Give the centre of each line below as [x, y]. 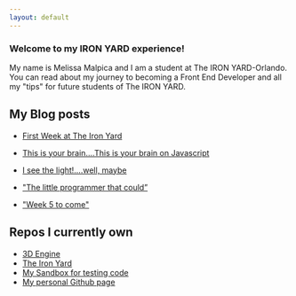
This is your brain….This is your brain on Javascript [116, 152]
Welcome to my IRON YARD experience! [97, 48]
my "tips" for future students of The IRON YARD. [98, 86]
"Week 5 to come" [56, 204]
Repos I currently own [71, 233]
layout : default [39, 17]
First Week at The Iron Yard [72, 136]
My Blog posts [50, 115]
